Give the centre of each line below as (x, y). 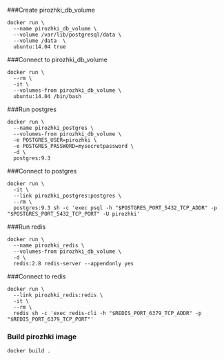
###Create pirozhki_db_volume (51, 10)
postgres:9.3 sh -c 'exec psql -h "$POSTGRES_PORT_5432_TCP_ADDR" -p (115, 208)
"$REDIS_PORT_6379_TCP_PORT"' (51, 319)
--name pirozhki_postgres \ (54, 128)
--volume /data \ (40, 41)
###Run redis (27, 227)
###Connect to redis (37, 276)
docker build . (29, 351)
